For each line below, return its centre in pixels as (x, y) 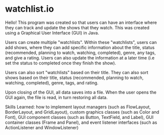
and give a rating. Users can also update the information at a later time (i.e (80, 58)
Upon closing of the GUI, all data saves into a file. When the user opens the (81, 92)
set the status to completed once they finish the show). (61, 63)
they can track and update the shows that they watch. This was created (77, 27)
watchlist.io (30, 9)
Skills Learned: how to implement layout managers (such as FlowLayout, (78, 107)
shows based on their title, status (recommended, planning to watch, (74, 77)
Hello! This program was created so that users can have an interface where (81, 22)
